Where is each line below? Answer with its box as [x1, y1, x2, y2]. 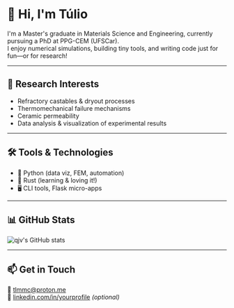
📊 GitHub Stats [7, 214, 75, 226]
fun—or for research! [7, 52, 68, 60]
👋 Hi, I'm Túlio [7, 6, 88, 22]
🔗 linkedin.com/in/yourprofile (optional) [7, 293, 120, 302]
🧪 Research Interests [7, 78, 100, 90]
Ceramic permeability [17, 111, 80, 120]
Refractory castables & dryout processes [17, 97, 135, 105]
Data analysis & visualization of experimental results [17, 118, 167, 128]
